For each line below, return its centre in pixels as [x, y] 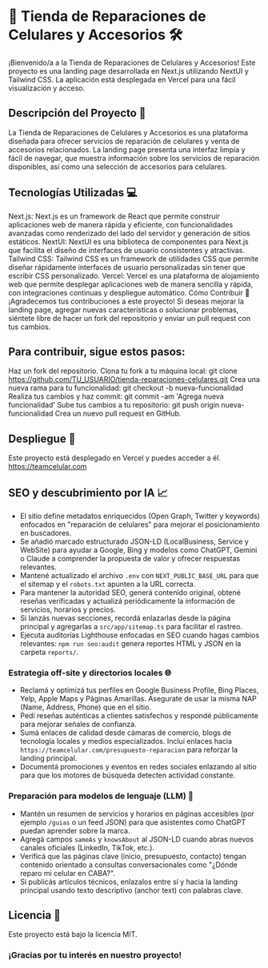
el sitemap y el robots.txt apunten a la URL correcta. [108, 584]
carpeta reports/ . [49, 652]
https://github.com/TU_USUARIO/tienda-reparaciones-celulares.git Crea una [134, 380]
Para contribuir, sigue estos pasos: [97, 351]
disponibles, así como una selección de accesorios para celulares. [118, 167]
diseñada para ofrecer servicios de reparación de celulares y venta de [124, 141]
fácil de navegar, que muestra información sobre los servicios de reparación [134, 158]
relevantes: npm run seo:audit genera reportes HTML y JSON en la [130, 643]
